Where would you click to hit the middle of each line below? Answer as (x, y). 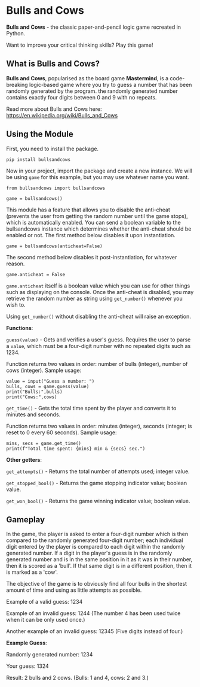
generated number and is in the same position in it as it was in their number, (99, 559)
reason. (16, 264)
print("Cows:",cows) (32, 397)
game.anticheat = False (36, 274)
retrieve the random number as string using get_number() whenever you (95, 298)
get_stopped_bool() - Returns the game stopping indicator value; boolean (96, 483)
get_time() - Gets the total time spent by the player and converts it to (91, 408)
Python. (16, 33)
